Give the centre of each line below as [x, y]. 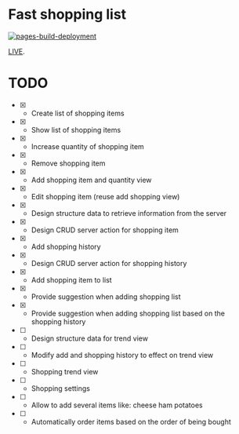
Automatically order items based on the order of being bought [131, 421]
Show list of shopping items [76, 129]
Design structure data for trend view [90, 338]
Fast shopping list [67, 15]
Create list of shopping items [78, 113]
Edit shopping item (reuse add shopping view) [105, 196]
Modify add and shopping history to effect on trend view [122, 355]
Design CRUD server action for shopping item [105, 230]
